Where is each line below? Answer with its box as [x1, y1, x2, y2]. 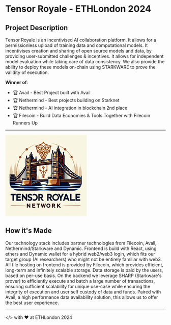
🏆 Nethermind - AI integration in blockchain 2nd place [12, 105, 128, 111]
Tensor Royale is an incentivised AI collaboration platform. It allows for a [5, 37, 156, 43]
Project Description [5, 23, 68, 32]
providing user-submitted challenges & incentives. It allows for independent [5, 53, 164, 59]
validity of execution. [5, 69, 49, 76]
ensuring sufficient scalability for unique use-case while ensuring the [5, 283, 151, 289]
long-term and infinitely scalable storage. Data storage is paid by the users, [5, 267, 163, 273]
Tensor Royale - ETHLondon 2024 [5, 3, 152, 15]
